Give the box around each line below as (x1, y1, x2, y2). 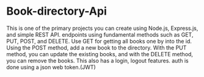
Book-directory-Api (6, 4, 107, 18)
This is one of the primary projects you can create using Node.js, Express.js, (6, 24, 199, 32)
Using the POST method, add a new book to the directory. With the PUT (6, 44, 187, 51)
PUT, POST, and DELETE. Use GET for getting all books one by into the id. (6, 37, 192, 45)
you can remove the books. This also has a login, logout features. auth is (6, 57, 189, 64)
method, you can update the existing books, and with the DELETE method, (6, 50, 194, 57)
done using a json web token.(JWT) (6, 63, 96, 71)
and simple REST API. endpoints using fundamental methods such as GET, (6, 31, 194, 38)
